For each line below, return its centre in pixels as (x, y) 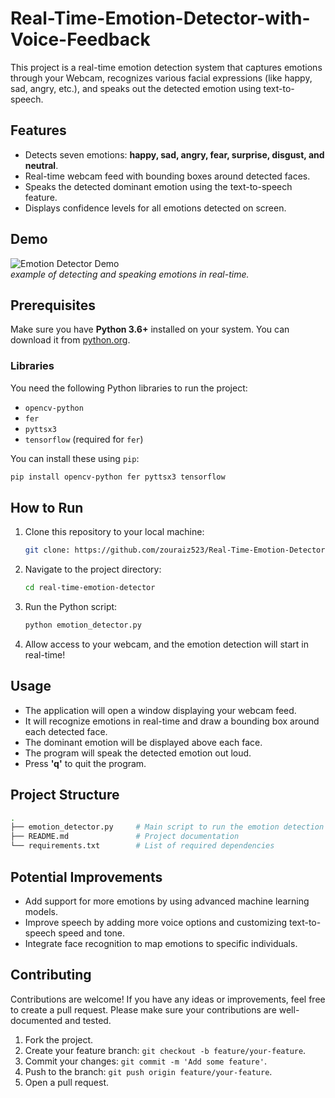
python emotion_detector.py (83, 625)
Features (38, 130)
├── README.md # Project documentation (125, 837)
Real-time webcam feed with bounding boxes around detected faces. (167, 176)
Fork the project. (59, 1039)
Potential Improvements (86, 877)
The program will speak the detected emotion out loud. (138, 753)
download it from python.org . (70, 340)
